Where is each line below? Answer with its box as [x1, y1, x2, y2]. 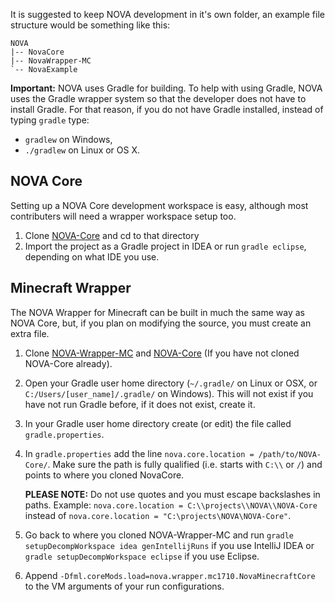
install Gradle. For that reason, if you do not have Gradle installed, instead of [10, 104, 324, 115]
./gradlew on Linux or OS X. [24, 144, 141, 156]
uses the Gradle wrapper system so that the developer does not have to [10, 93, 307, 104]
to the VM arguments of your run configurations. [24, 580, 225, 592]
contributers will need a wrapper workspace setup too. [10, 210, 237, 222]
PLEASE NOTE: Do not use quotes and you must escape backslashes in [24, 488, 321, 500]
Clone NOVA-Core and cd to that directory [24, 229, 200, 241]
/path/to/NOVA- [258, 449, 322, 459]
